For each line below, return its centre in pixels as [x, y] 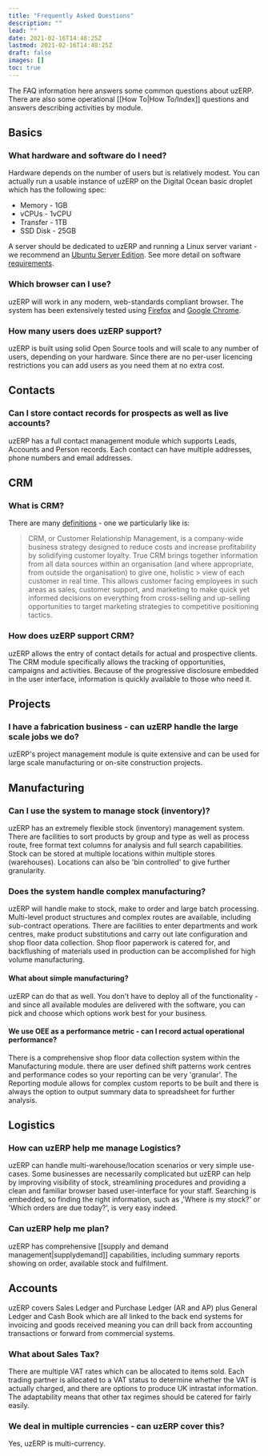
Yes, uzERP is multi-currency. [57, 1444]
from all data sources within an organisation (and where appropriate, [141, 564]
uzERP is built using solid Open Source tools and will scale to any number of [134, 348]
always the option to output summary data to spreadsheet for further [122, 1091]
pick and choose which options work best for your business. [108, 1013]
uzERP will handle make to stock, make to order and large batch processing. [134, 908]
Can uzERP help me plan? [59, 1229]
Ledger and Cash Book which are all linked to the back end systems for [126, 1316]
